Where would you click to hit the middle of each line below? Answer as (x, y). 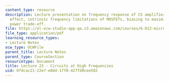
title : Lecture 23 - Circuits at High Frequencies (59, 66)
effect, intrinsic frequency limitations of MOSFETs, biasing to (80, 19)
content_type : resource (30, 10)
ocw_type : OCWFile (24, 47)
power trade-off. (28, 24)
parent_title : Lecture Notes (36, 52)
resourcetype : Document (30, 61)
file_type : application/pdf (35, 33)
